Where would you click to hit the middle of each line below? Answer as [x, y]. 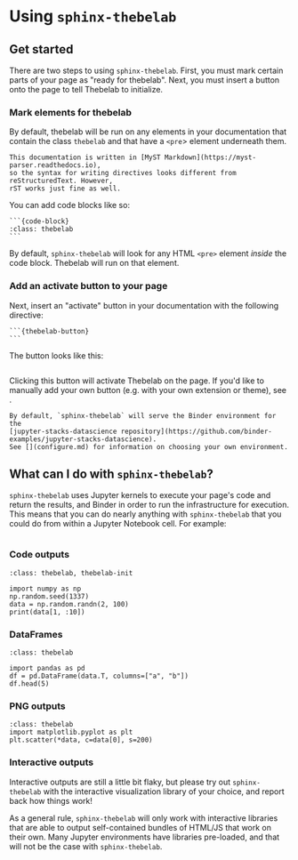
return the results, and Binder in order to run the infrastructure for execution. [149, 505]
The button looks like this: [56, 355]
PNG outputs [37, 706]
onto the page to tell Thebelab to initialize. [86, 89]
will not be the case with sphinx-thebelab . [86, 846]
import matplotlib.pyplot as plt [71, 732]
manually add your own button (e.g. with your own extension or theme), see [148, 390]
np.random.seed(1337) [49, 596]
